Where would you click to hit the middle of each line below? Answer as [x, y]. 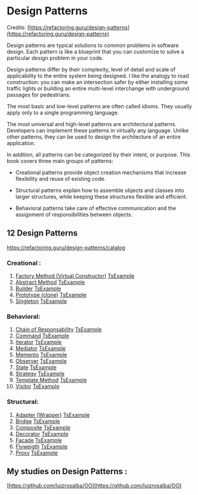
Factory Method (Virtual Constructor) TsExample [75, 276]
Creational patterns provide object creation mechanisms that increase [101, 172]
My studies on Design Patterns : [67, 471]
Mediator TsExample [40, 349]
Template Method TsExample [51, 380]
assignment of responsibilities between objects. [74, 214]
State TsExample [36, 368]
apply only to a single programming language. [63, 112]
